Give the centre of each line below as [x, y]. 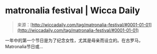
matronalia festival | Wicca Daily [73, 11]
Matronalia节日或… [24, 46]
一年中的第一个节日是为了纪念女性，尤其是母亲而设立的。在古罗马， [74, 40]
